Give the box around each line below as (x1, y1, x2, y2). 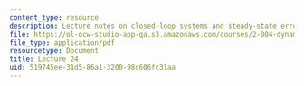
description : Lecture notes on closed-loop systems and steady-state (9, 21, 278, 30)
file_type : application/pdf (9, 38, 116, 47)
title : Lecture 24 (9, 55, 79, 64)
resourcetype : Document (9, 47, 100, 56)
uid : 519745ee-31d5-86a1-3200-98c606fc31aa (9, 64, 176, 73)
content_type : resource (9, 13, 100, 22)
